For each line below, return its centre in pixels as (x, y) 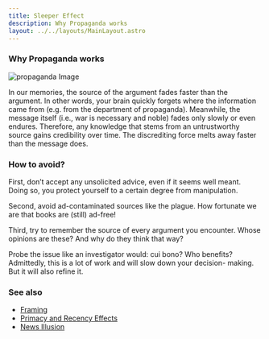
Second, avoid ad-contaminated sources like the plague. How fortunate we (132, 205)
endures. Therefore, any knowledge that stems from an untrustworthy (124, 126)
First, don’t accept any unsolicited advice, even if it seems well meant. (125, 181)
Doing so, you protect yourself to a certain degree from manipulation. (123, 190)
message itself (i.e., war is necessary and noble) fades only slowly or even (132, 118)
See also (25, 292)
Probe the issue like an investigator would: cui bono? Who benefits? (121, 254)
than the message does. (48, 143)
